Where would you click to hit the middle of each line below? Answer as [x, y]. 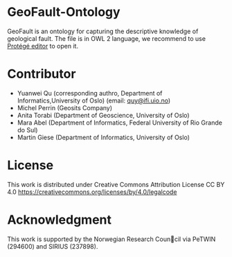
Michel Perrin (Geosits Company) [65, 107]
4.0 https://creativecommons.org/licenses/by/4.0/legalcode [92, 192]
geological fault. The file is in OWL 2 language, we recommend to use [107, 38]
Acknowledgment [60, 220]
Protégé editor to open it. [43, 46]
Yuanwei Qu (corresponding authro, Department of [90, 93]
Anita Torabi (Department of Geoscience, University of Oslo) [103, 115]
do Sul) [27, 130]
